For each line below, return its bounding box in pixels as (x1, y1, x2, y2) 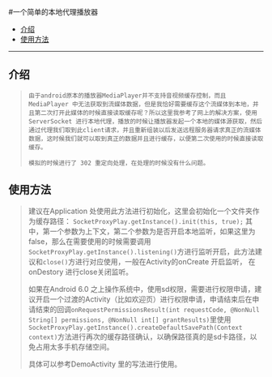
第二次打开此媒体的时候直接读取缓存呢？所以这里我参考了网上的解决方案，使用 (34, 109, 257, 117)
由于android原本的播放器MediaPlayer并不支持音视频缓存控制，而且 (28, 92, 227, 100)
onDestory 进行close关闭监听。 (28, 267, 134, 276)
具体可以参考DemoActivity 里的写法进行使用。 (28, 359, 182, 369)
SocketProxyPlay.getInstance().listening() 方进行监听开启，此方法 (28, 246, 256, 256)
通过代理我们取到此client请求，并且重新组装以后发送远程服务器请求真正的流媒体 (28, 126, 261, 134)
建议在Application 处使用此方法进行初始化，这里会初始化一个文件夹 (28, 206, 253, 216)
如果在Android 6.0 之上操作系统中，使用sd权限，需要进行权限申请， (28, 284, 255, 293)
